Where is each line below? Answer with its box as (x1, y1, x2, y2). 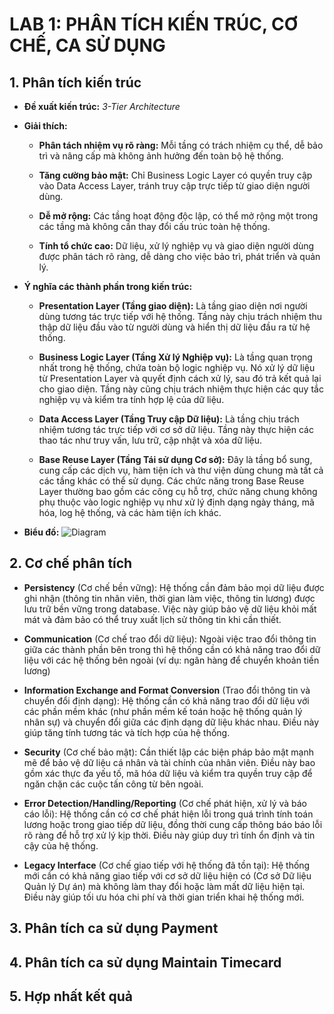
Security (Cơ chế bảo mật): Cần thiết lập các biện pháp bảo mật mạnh (23, 746, 315, 758)
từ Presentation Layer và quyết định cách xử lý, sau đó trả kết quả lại (38, 373, 322, 384)
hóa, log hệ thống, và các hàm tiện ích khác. (38, 507, 222, 518)
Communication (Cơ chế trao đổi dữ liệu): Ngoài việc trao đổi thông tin (23, 633, 317, 645)
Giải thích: (23, 120, 68, 132)
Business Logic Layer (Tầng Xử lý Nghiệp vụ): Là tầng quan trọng (38, 351, 313, 363)
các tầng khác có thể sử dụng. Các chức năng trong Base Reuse (38, 475, 305, 487)
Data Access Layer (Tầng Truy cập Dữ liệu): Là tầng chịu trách (38, 413, 300, 425)
